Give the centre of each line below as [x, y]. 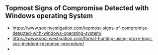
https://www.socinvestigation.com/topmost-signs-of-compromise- [81, 28]
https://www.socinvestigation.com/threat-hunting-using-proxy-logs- [82, 38]
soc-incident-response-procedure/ [48, 44]
